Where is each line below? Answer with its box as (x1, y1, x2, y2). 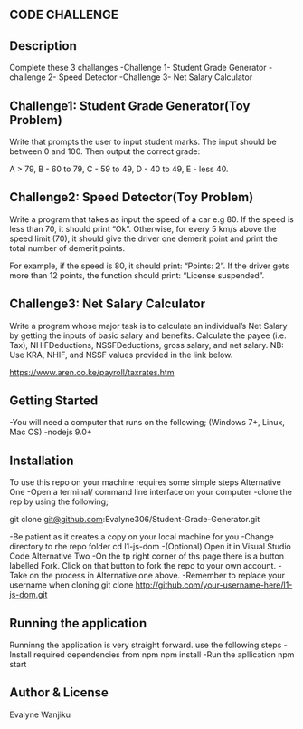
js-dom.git (9, 589, 48, 600)
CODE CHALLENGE (9, 7, 119, 23)
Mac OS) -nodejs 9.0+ (9, 426, 92, 438)
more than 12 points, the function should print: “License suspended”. (9, 269, 265, 280)
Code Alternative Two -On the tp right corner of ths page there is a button (9, 550, 285, 561)
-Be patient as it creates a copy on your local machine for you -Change (9, 531, 274, 542)
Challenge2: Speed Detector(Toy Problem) (9, 190, 254, 205)
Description (9, 38, 77, 53)
